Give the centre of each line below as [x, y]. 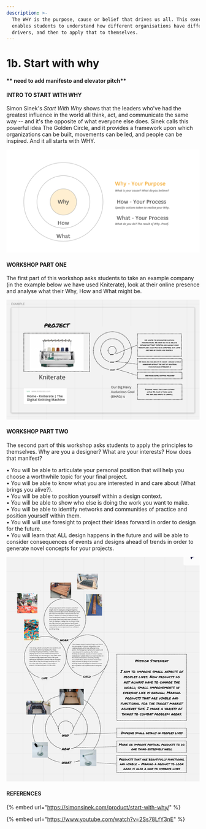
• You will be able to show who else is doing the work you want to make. [98, 502]
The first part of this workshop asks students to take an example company [100, 278]
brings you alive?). [30, 489]
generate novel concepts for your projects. [60, 548]
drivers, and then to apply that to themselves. [75, 32]
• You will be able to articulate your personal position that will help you [95, 470]
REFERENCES [24, 793]
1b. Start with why [53, 63]
